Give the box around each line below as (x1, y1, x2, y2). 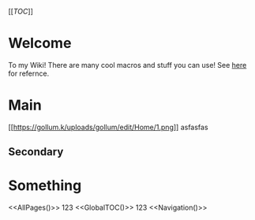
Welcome (8, 35, 72, 52)
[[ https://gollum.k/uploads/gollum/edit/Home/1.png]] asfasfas (8, 122, 208, 132)
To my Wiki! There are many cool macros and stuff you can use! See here (8, 60, 247, 69)
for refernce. (8, 69, 50, 78)
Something (8, 177, 82, 195)
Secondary (8, 145, 64, 158)
